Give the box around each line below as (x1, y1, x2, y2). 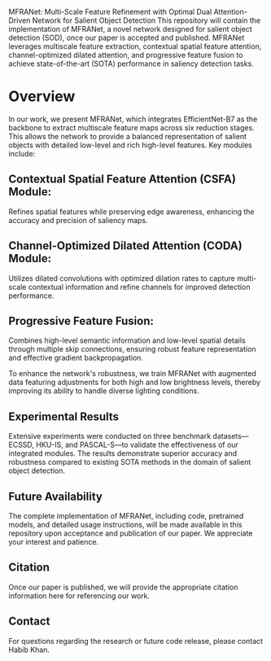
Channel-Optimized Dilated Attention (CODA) (8, 239, 243, 253)
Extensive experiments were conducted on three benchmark (8, 431, 212, 441)
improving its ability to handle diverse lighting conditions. (8, 386, 199, 396)
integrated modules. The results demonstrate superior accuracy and (8, 449, 238, 458)
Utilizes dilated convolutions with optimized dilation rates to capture (8, 273, 236, 283)
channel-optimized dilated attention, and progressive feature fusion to (8, 50, 243, 59)
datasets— (212, 431, 249, 441)
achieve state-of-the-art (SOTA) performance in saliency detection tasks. (8, 59, 254, 68)
